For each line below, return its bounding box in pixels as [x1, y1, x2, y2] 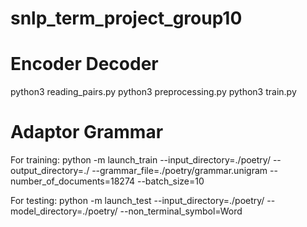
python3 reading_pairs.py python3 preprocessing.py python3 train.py [10, 86, 297, 98]
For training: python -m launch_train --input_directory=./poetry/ [10, 154, 271, 166]
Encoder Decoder [10, 53, 159, 76]
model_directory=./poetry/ [10, 205, 118, 217]
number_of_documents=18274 [10, 175, 136, 187]
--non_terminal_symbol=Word [119, 205, 243, 217]
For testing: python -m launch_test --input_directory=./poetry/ [10, 195, 265, 207]
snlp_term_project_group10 [10, 7, 243, 30]
